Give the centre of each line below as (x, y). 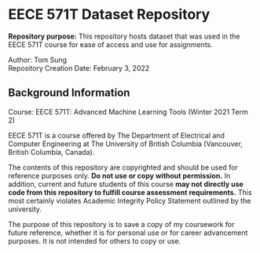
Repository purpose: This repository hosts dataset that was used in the (125, 36)
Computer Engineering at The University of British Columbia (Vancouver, (126, 144)
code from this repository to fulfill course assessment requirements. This (130, 192)
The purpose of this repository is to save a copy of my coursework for (121, 224)
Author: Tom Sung (38, 60)
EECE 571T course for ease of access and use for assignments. (111, 44)
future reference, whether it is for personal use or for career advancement (128, 233)
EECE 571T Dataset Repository (109, 15)
